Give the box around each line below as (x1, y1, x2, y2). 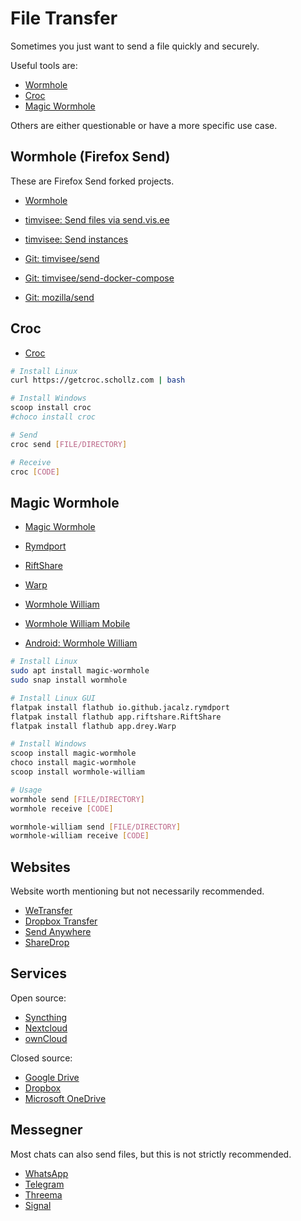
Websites (10, 858, 71, 876)
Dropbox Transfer (24, 915, 98, 927)
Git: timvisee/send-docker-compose (24, 272, 175, 284)
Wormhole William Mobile (24, 618, 131, 630)
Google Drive (24, 1071, 80, 1083)
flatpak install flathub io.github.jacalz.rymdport (10, 702, 230, 712)
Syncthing (24, 1011, 68, 1023)
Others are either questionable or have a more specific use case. (10, 119, 278, 131)
